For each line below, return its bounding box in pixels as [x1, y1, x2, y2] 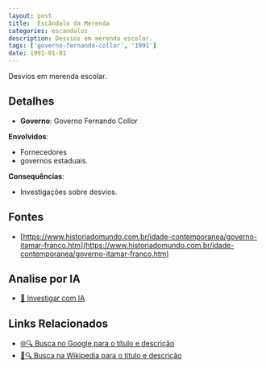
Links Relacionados [8, 316, 109, 330]
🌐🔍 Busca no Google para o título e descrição [19, 339, 175, 349]
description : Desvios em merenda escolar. [8, 34, 153, 43]
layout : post [8, 11, 52, 20]
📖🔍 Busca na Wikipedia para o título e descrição [19, 351, 182, 361]
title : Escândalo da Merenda [8, 19, 110, 27]
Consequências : [8, 171, 64, 181]
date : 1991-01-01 [8, 49, 67, 57]
